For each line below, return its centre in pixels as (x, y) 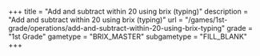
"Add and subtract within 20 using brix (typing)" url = (96, 20)
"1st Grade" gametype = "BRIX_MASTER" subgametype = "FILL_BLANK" (128, 36)
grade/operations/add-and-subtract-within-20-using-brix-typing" (117, 28)
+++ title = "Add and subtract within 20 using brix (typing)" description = (128, 11)
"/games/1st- (206, 20)
